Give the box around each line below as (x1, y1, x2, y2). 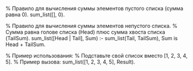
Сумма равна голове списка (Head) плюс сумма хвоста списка (5, 29, 165, 35)
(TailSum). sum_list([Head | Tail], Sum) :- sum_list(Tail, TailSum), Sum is (5, 35, 178, 41)
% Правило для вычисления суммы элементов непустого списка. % (5, 23, 178, 29)
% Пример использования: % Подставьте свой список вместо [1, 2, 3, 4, (5, 52, 188, 59)
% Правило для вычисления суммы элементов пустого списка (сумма (5, 5, 184, 12)
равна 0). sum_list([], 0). (5, 11, 65, 18)
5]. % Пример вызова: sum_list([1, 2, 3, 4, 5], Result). (5, 58, 136, 65)
